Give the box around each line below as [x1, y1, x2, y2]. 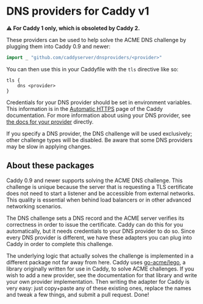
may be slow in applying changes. [6, 143, 92, 150]
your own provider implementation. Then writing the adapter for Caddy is [6, 278, 190, 285]
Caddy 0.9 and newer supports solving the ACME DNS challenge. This [6, 177, 183, 184]
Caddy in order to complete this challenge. [6, 240, 113, 247]
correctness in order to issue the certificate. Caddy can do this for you [6, 221, 183, 228]
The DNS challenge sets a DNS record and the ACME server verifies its [6, 214, 185, 222]
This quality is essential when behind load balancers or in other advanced [6, 196, 191, 203]
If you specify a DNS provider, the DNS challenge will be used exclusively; [6, 130, 193, 137]
